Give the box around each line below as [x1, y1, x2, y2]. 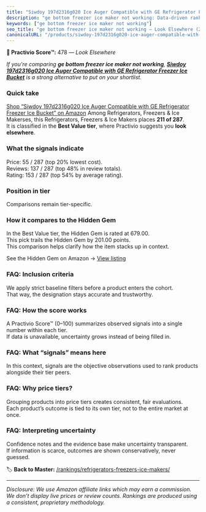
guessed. [6, 453, 30, 460]
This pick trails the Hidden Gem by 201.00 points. [6, 236, 131, 244]
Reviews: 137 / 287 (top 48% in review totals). [6, 165, 123, 172]
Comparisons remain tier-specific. [6, 201, 93, 208]
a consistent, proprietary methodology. [6, 498, 105, 506]
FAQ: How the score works [6, 306, 87, 314]
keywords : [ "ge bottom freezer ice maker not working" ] [6, 20, 152, 26]
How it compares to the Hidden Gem [6, 215, 116, 224]
